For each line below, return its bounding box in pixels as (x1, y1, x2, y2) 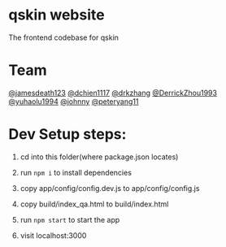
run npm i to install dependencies (20, 167, 133, 177)
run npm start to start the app (20, 214, 120, 224)
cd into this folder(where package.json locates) (20, 152, 179, 162)
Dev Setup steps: (8, 125, 127, 144)
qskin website (8, 6, 105, 24)
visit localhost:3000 (20, 230, 87, 240)
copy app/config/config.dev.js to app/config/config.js (20, 183, 200, 193)
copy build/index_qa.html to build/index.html (20, 199, 169, 209)
